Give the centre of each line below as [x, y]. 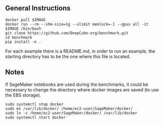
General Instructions [38, 8]
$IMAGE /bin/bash [23, 29]
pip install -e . [23, 42]
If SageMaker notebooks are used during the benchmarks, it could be [77, 84]
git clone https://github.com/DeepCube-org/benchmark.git [67, 33]
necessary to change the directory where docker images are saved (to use [82, 89]
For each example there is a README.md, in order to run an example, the [80, 51]
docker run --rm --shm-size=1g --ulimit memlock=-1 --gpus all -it [77, 24]
